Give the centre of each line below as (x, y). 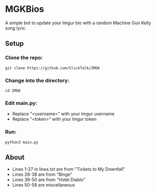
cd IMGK (13, 91)
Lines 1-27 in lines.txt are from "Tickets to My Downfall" (69, 169)
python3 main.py (22, 142)
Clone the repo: (24, 58)
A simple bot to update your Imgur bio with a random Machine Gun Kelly (78, 23)
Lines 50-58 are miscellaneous (44, 185)
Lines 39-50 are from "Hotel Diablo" (49, 180)
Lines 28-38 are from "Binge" (42, 175)
